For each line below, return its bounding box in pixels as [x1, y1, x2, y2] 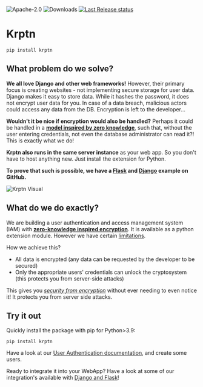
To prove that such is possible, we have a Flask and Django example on [6, 167, 188, 174]
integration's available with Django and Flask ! [6, 374, 119, 382]
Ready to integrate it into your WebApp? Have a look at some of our [6, 368, 175, 375]
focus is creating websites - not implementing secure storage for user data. [6, 86, 195, 94]
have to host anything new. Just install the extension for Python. [6, 155, 166, 162]
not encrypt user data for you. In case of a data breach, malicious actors [6, 99, 187, 106]
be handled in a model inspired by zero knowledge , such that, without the [6, 124, 192, 131]
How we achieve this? [6, 243, 61, 251]
